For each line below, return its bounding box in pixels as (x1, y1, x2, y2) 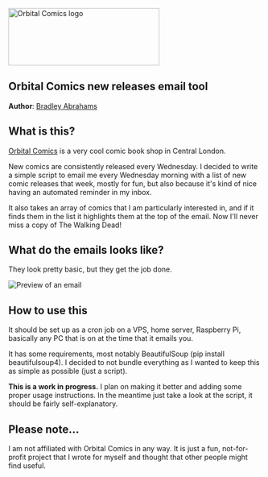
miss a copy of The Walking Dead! (8, 220, 122, 230)
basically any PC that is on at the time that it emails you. (8, 334, 193, 343)
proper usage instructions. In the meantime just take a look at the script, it (8, 391, 254, 400)
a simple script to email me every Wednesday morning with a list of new (8, 170, 247, 180)
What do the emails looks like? (8, 243, 164, 257)
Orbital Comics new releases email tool (8, 80, 208, 93)
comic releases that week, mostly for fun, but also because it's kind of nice (8, 178, 258, 189)
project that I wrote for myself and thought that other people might (27, 452, 248, 462)
